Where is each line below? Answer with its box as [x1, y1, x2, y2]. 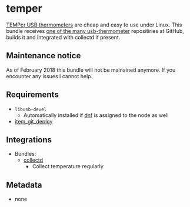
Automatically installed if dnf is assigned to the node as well [23, 111, 169, 119]
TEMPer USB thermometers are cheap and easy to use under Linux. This [6, 21, 182, 28]
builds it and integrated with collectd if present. [6, 34, 121, 41]
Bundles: [14, 151, 36, 158]
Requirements [6, 90, 59, 100]
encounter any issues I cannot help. [6, 72, 93, 79]
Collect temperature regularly [32, 163, 104, 170]
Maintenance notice [6, 51, 81, 61]
